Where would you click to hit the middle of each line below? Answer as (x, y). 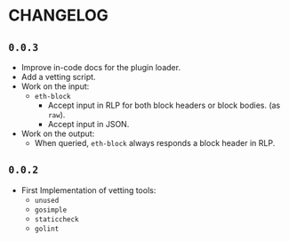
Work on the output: (58, 133)
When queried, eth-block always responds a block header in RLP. (155, 143)
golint (47, 229)
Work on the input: (55, 86)
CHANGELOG (58, 16)
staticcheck (56, 219)
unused (47, 200)
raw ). (56, 115)
